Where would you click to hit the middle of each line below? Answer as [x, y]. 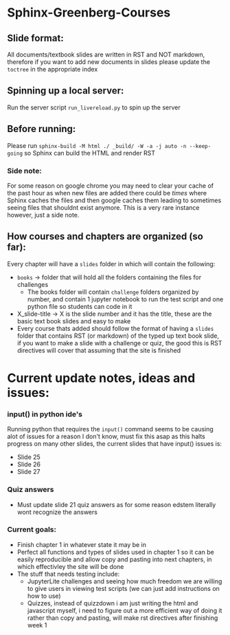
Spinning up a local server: [66, 91]
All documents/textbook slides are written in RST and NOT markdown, [106, 54]
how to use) [44, 596]
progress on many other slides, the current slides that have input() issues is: [114, 444]
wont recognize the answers [57, 512]
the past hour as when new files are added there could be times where [107, 193]
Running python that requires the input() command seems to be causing [111, 429]
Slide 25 [29, 457]
